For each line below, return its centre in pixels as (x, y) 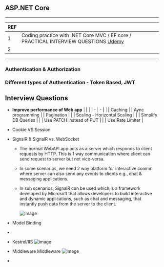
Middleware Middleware (36, 251)
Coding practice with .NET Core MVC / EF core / (76, 35)
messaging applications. (44, 179)
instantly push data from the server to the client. (68, 204)
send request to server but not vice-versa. (62, 159)
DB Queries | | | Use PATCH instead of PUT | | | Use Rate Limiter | (78, 120)
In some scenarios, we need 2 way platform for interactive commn (86, 169)
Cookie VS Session (31, 130)
